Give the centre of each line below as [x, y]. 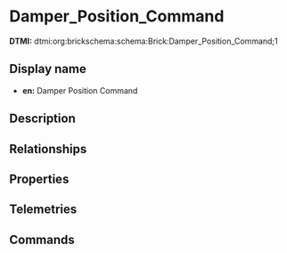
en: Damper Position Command [80, 90]
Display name [48, 69]
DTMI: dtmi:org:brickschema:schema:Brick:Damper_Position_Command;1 [143, 41]
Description [42, 119]
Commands [42, 239]
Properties [39, 179]
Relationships [48, 149]
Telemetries [43, 210]
